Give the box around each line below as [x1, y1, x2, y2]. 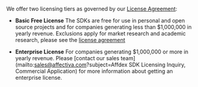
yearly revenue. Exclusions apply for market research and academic [15, 30, 186, 37]
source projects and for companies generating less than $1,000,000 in [15, 24, 192, 30]
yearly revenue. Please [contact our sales [15, 55, 120, 61]
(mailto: [15, 61, 35, 68]
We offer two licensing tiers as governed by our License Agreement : [6, 5, 178, 12]
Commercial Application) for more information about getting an [15, 68, 174, 75]
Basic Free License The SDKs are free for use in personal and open [15, 17, 185, 24]
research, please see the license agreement [15, 37, 126, 43]
